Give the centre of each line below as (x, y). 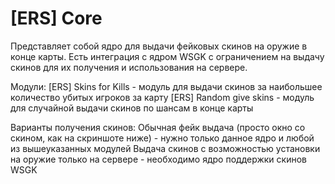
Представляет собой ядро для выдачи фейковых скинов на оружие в (159, 46)
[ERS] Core (56, 18)
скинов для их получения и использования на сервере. (129, 67)
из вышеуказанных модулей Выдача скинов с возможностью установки (165, 148)
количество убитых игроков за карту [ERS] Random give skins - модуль (162, 97)
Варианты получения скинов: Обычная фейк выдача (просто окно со (158, 127)
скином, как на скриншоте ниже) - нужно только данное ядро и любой (162, 138)
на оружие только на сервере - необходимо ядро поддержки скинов (158, 159)
